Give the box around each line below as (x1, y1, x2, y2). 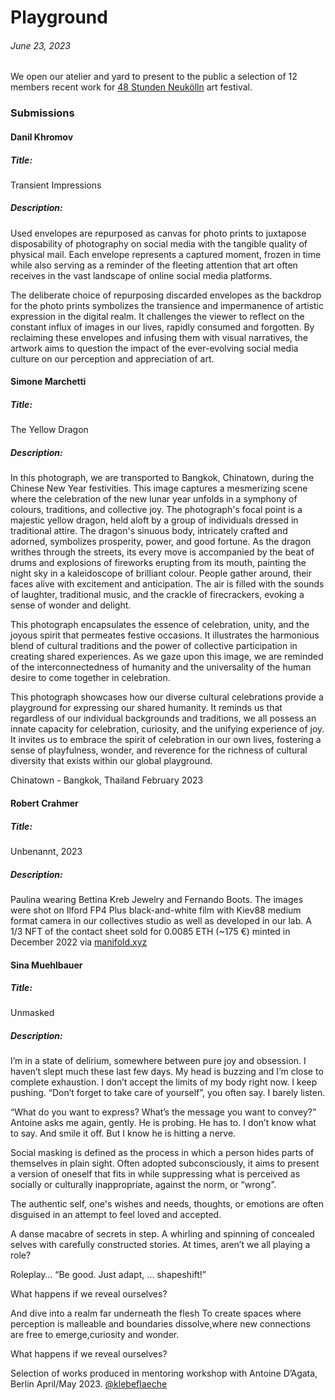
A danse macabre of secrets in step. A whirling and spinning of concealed (10, 1228, 315, 1240)
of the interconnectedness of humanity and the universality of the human (10, 661, 312, 673)
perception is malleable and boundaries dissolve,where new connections (10, 1318, 311, 1330)
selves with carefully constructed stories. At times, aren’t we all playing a (10, 1239, 311, 1251)
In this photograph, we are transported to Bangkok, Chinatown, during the (10, 472, 315, 484)
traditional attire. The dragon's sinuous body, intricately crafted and (10, 525, 288, 537)
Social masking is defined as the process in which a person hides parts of (10, 1147, 315, 1159)
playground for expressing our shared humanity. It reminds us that (10, 702, 283, 714)
